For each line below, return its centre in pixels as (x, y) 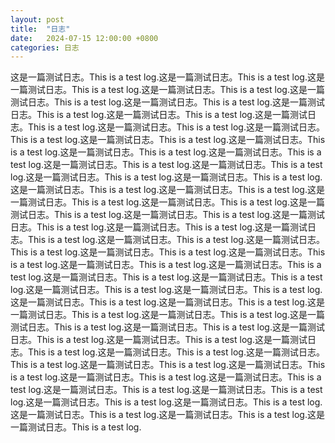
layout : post (37, 19)
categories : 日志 (45, 47)
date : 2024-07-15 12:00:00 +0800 (84, 38)
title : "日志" (40, 29)
